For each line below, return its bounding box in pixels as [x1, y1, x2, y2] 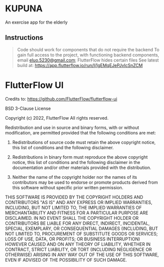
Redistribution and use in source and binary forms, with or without [5, 124, 139, 131]
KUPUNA [5, 3, 43, 14]
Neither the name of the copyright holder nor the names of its [12, 174, 137, 180]
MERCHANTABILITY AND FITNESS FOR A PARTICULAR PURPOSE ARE [5, 210, 149, 216]
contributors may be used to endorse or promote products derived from [12, 179, 158, 185]
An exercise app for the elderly [5, 19, 68, 25]
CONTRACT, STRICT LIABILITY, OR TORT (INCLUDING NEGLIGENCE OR [5, 246, 152, 252]
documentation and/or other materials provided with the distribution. [12, 165, 151, 170]
